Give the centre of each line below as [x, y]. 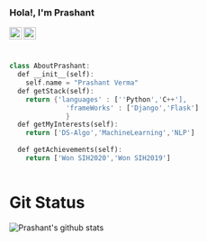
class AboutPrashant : [50, 66]
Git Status [47, 202]
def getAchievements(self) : [70, 150]
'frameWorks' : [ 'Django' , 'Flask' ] [133, 108]
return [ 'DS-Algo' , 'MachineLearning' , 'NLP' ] [110, 133]
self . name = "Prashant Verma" [82, 83]
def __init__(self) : [56, 75]
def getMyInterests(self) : [68, 125]
